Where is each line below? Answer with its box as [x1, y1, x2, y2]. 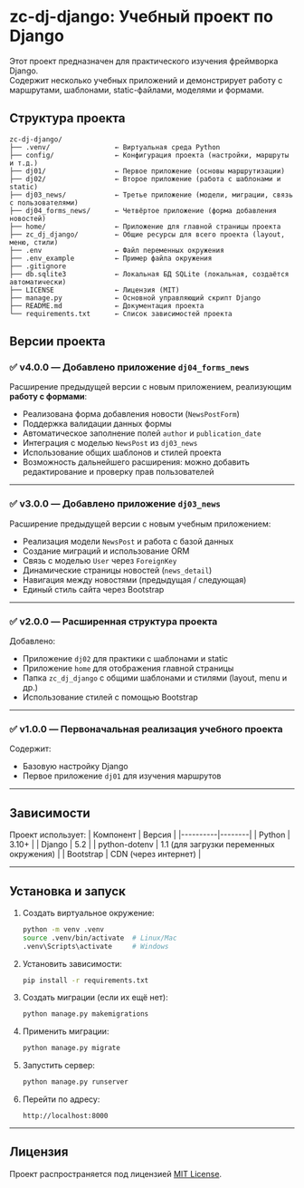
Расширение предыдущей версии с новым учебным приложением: [9, 518, 271, 529]
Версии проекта [9, 333, 106, 350]
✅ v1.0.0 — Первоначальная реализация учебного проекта [9, 722, 283, 735]
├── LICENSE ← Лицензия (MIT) [9, 285, 180, 295]
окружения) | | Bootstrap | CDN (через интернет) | [9, 849, 202, 860]
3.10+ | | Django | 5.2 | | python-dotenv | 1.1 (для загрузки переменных [9, 839, 276, 850]
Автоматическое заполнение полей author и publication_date [22, 428, 261, 439]
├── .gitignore [9, 261, 67, 271]
